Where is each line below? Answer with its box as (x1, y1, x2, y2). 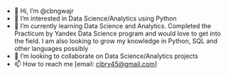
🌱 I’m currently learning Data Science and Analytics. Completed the (13, 22, 212, 30)
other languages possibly (13, 45, 89, 52)
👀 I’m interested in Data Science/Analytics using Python (13, 14, 177, 23)
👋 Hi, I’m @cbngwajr (13, 7, 74, 15)
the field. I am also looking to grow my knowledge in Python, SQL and (13, 37, 218, 45)
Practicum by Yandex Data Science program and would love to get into (13, 29, 222, 37)
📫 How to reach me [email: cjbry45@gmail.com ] (13, 60, 158, 68)
